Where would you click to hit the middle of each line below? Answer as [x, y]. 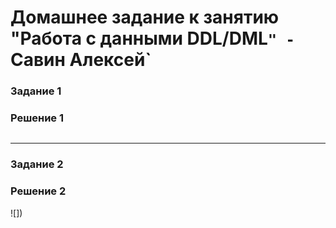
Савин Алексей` [81, 60]
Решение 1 [37, 118]
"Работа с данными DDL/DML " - [152, 38]
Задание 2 [37, 164]
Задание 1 [36, 91]
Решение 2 [38, 191]
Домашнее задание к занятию [145, 17]
